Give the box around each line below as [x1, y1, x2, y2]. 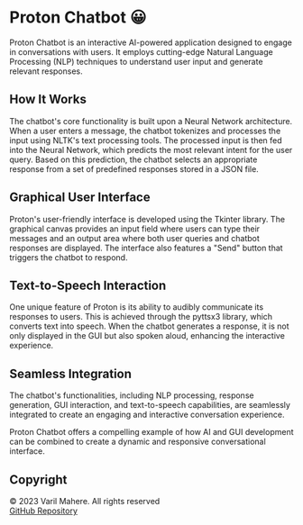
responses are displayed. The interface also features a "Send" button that [9, 242, 283, 253]
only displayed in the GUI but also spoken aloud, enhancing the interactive [9, 330, 286, 341]
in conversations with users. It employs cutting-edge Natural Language [9, 46, 273, 57]
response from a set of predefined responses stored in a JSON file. [9, 163, 259, 174]
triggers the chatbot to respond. [9, 251, 128, 263]
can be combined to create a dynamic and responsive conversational [9, 436, 266, 448]
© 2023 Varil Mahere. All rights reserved [9, 496, 161, 506]
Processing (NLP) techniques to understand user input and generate [9, 56, 263, 67]
